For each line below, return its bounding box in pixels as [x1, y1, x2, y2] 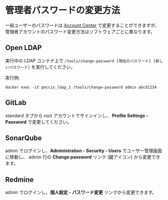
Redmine [5, 175, 34, 184]
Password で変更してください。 [5, 119, 72, 125]
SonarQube [5, 133, 42, 142]
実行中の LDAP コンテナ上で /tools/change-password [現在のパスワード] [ [5, 58, 156, 64]
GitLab [5, 98, 27, 107]
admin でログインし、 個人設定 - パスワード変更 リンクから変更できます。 [5, 189, 157, 195]
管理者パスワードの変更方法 [5, 5, 121, 16]
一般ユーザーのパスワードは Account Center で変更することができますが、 [5, 22, 160, 28]
